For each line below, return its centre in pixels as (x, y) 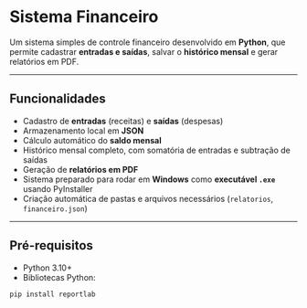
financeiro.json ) (55, 208)
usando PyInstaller (58, 188)
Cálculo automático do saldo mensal (92, 140)
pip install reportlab (53, 294)
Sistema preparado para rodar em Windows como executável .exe (149, 179)
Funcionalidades (58, 99)
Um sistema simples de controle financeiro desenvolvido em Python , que (148, 42)
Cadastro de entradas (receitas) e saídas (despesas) (123, 121)
